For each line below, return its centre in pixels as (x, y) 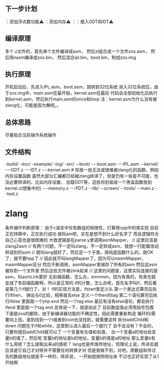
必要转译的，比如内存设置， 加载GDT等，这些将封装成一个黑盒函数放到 (81, 182)
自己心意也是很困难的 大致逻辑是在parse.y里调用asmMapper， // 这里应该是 (81, 240)
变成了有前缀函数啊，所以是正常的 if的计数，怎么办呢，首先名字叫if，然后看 (81, 283)
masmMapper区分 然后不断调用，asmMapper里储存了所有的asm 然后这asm (81, 264)
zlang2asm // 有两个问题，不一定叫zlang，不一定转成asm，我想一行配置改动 (82, 246)
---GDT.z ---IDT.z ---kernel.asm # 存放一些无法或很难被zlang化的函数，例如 (82, 170)
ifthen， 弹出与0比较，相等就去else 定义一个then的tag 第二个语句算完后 (81, 295)
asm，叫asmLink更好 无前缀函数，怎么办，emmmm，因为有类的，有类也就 (81, 277)
